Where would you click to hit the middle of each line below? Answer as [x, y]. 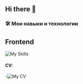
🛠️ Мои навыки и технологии [42, 24]
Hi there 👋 [21, 9]
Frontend [20, 42]
